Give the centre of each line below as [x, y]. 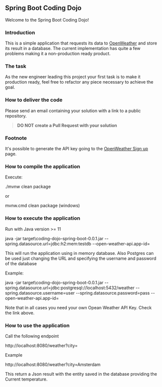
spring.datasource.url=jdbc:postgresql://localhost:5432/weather [70, 288]
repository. [16, 116]
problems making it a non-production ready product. [58, 54]
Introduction [20, 32]
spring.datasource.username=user [40, 293]
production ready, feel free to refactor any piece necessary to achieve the [79, 82]
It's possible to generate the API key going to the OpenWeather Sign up [77, 148]
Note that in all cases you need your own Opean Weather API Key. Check [79, 307]
